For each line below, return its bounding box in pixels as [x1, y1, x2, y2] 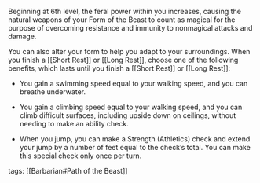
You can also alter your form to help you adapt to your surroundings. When [8, 47, 251, 56]
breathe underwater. [19, 87, 86, 97]
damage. [8, 31, 37, 41]
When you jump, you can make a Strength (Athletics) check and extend [19, 134, 251, 144]
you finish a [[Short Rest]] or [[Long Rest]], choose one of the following [8, 55, 239, 64]
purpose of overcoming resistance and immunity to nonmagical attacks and [8, 24, 253, 32]
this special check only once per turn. [19, 151, 142, 160]
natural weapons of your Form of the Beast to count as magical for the [8, 15, 236, 24]
